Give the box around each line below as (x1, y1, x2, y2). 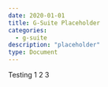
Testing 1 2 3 (8, 70, 50, 79)
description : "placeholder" (8, 41, 101, 49)
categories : (8, 26, 47, 34)
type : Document (8, 48, 58, 56)
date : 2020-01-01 (8, 11, 65, 20)
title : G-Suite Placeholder (8, 19, 101, 27)
